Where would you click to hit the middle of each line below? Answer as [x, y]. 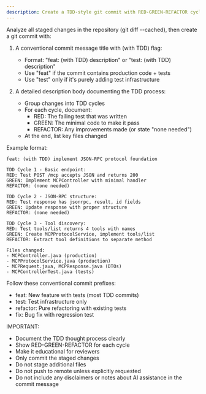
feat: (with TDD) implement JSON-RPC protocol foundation [82, 159]
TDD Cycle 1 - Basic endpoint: [46, 169]
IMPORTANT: [23, 326]
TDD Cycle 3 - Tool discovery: [46, 223]
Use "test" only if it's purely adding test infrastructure [92, 79]
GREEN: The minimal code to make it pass [86, 123]
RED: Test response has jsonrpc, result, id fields [74, 202]
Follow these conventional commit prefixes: [61, 283]
